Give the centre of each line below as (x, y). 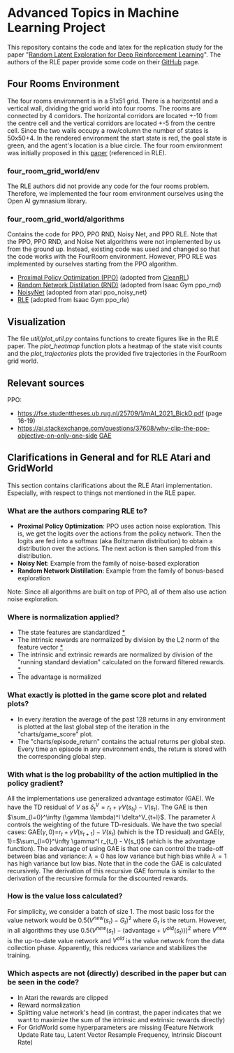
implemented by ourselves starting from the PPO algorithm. (93, 264)
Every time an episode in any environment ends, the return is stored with (122, 749)
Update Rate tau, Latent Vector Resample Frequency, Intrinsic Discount (119, 1034)
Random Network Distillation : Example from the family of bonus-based (120, 571)
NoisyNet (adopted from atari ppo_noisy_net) (82, 292)
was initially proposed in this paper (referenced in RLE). (87, 152)
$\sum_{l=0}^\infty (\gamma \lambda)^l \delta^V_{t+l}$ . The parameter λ (112, 817)
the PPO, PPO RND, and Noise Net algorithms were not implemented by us (114, 242)
